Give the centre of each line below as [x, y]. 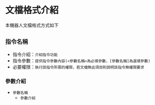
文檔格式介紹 [32, 10]
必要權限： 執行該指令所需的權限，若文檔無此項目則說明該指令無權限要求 [78, 67]
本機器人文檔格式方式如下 [32, 25]
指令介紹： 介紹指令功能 [35, 54]
